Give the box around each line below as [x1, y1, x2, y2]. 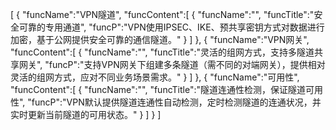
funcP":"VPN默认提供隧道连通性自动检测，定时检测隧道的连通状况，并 [31, 96, 322, 108]
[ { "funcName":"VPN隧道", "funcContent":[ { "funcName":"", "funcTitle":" [10, 9, 315, 20]
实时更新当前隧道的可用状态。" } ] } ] [10, 109, 162, 120]
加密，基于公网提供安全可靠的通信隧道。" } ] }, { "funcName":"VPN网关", [10, 34, 310, 45]
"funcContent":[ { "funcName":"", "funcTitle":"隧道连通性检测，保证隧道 [10, 84, 306, 95]
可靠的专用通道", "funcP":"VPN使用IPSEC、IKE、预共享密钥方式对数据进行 [18, 21, 325, 33]
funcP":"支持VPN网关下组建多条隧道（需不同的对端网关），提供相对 [48, 59, 326, 70]
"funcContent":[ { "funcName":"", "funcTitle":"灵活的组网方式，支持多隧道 [10, 46, 315, 58]
